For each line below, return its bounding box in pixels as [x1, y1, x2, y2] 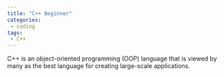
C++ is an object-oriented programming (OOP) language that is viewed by [7, 54, 217, 63]
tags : [7, 29, 23, 36]
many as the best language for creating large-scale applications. [7, 62, 191, 70]
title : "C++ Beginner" [7, 10, 72, 17]
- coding [10, 23, 36, 30]
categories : [7, 16, 41, 23]
